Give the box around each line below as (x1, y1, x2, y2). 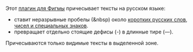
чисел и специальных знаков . (13, 23, 89, 29)
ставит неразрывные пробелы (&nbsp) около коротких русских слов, (13, 16, 188, 23)
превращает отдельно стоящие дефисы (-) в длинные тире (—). (13, 28, 174, 35)
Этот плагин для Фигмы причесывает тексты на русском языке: (5, 5, 166, 12)
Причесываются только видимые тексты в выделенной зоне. (5, 40, 159, 46)
